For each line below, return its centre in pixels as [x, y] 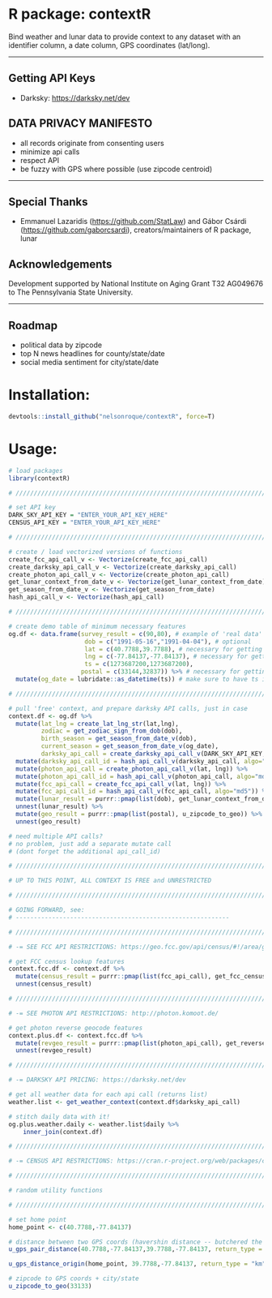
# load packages [36, 471]
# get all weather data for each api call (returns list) [108, 1094]
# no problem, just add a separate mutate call [90, 844]
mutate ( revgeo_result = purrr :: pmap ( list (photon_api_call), [119, 1043]
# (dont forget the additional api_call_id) [85, 851]
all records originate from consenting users [92, 143]
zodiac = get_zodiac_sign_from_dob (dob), [112, 731]
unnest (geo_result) [49, 821]
